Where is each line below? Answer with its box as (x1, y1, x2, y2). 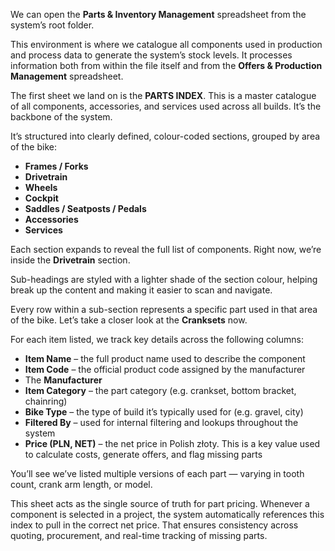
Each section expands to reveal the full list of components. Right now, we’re (10, 244, 322, 255)
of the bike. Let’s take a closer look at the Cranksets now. (10, 314, 248, 326)
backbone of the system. (10, 111, 113, 123)
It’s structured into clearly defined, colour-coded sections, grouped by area (10, 130, 321, 142)
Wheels (24, 182, 58, 193)
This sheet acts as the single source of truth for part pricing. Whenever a (10, 498, 310, 509)
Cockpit (24, 192, 59, 204)
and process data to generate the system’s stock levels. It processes (10, 49, 293, 61)
